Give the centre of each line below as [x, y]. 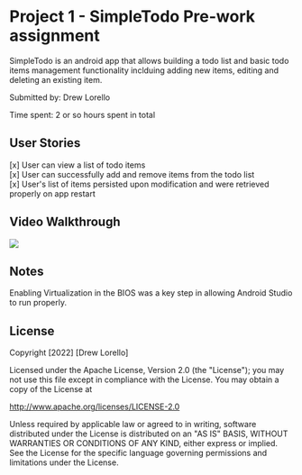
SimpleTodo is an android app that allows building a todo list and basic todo [149, 60]
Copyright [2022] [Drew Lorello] [69, 352]
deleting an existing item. [56, 79]
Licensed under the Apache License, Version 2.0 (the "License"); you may [147, 370]
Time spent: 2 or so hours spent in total [82, 114]
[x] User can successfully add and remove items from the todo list [132, 174]
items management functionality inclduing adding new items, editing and [144, 70]
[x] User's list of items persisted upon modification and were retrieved [139, 184]
